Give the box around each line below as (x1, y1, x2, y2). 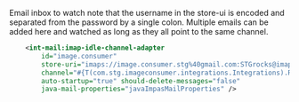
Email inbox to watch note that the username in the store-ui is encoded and (9, 8, 285, 18)
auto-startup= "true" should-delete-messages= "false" (41, 76, 241, 85)
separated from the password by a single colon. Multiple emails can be (9, 17, 269, 27)
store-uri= (41, 59, 82, 69)
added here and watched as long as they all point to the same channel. (9, 27, 269, 36)
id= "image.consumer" (41, 51, 117, 60)
